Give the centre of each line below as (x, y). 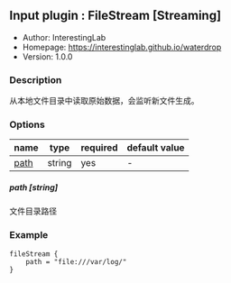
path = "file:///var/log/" (76, 261)
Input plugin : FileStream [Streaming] (115, 16)
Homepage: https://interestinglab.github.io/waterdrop (122, 47)
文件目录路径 (33, 211)
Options (27, 124)
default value (156, 148)
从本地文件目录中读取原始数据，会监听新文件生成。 (104, 101)
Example (29, 235)
